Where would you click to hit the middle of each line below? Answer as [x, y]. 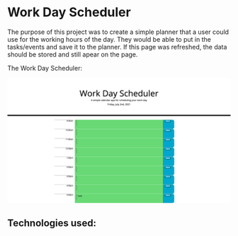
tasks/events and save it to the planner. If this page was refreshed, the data [117, 47]
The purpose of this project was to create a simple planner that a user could [118, 32]
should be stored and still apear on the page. [73, 54]
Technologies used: [52, 223]
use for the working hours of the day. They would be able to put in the [109, 39]
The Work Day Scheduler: [45, 68]
